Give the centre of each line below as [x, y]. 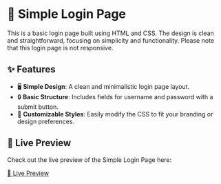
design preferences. [45, 121]
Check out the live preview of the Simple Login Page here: [90, 160]
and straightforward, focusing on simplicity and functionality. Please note [111, 40]
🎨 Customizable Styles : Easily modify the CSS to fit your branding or [115, 114]
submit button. [38, 107]
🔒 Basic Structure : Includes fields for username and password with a [115, 96]
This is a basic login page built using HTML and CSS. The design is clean [111, 33]
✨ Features [31, 69]
